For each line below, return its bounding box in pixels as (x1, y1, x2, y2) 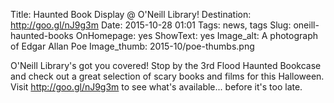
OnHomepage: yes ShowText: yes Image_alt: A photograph (75, 30, 319, 41)
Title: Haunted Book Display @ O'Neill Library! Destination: (10, 9, 252, 20)
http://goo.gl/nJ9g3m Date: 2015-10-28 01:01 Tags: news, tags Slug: (10, 19, 292, 31)
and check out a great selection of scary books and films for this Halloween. (10, 70, 325, 82)
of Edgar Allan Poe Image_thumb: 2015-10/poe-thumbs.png (10, 40, 255, 52)
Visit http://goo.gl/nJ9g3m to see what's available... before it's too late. (10, 81, 303, 93)
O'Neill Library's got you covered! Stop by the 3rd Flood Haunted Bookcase (10, 60, 322, 71)
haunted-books (10, 30, 74, 41)
